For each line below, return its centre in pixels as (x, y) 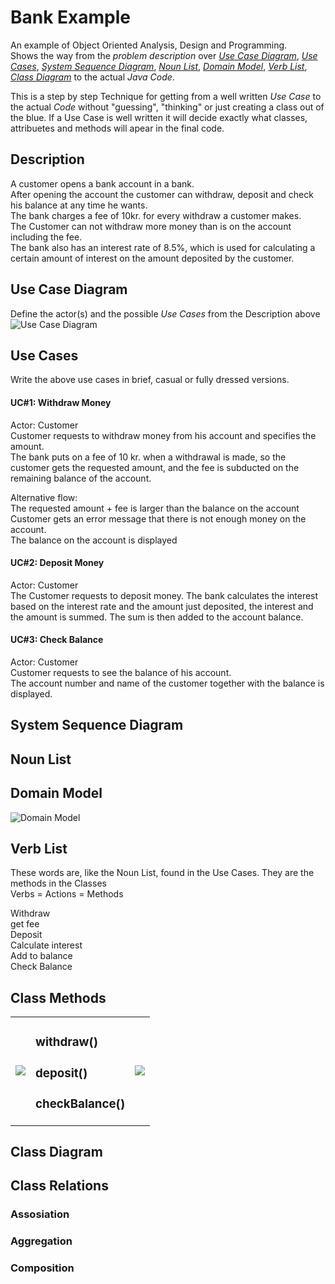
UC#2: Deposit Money (57, 563)
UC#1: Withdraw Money (61, 402)
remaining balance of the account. (81, 478)
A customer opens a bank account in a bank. (102, 183)
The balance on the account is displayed (94, 540)
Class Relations (59, 1186)
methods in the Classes (58, 883)
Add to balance (41, 956)
